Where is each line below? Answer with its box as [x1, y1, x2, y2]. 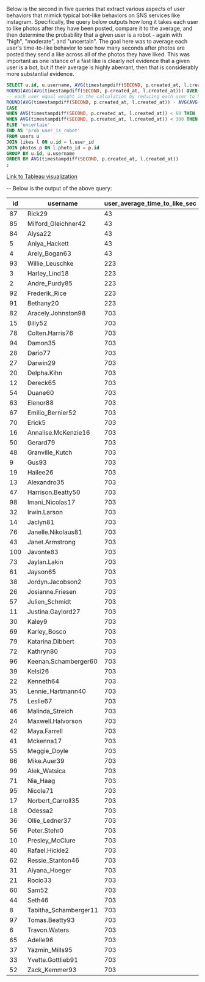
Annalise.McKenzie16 [27, 429, 90, 437]
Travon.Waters [27, 926, 70, 934]
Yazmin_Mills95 [27, 946, 73, 954]
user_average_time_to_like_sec [104, 199, 197, 208]
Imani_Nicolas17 [27, 498, 76, 507]
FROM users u [6, 133, 40, 140]
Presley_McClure [27, 836, 76, 845]
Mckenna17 [27, 737, 62, 746]
